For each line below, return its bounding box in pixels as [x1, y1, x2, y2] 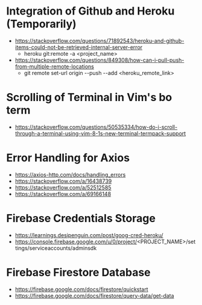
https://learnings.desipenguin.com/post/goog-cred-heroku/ [14, 231, 164, 238]
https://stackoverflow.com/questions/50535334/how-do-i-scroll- [14, 123, 178, 131]
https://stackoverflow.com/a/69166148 [14, 190, 112, 197]
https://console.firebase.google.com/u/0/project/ [14, 238, 137, 245]
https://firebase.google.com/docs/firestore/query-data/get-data [14, 292, 174, 299]
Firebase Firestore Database [6, 265, 151, 279]
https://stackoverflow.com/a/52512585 [14, 183, 112, 191]
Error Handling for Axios [6, 151, 130, 165]
